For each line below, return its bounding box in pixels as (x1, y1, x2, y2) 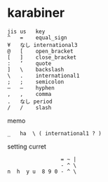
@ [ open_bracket (7, 48, 74, 55)
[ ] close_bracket (7, 54, 77, 61)
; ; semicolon (7, 78, 65, 85)
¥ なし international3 (7, 41, 78, 48)
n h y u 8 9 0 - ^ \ (7, 168, 77, 175)
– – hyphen (7, 84, 55, 92)
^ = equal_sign (7, 34, 68, 41)
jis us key (7, 28, 46, 35)
